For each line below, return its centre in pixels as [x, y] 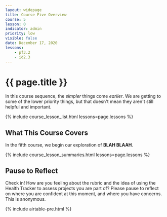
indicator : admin [24, 29]
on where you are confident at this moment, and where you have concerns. [83, 194]
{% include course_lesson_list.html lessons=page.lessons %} [69, 117]
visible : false [21, 39]
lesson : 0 [16, 24]
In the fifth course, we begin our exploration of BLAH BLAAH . [69, 145]
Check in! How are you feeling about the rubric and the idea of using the [80, 183]
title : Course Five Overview [36, 15]
